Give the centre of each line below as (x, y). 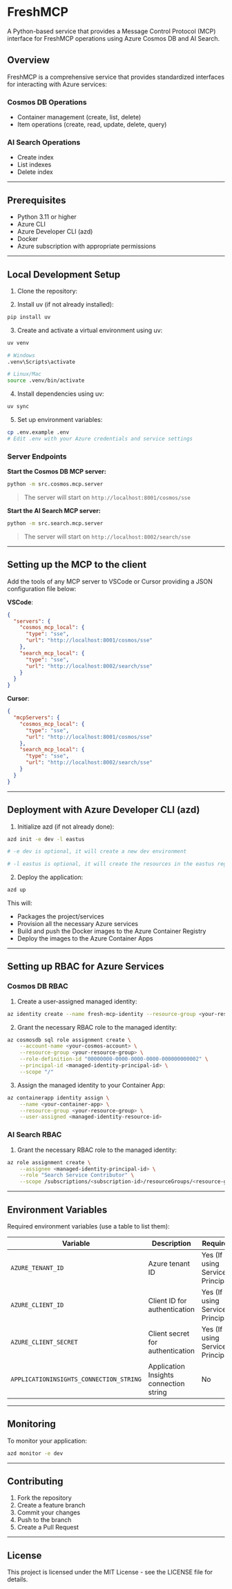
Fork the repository (45, 1498)
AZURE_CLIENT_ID (37, 1305)
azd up (17, 890)
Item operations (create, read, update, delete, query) (92, 124)
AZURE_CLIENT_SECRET (44, 1342)
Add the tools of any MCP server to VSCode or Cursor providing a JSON (110, 581)
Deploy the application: (50, 877)
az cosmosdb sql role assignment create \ (69, 1040)
